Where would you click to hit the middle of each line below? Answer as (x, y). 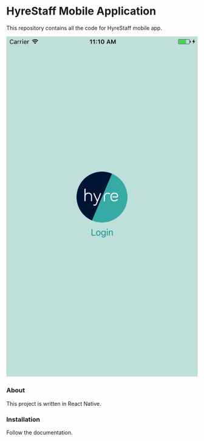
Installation (23, 419)
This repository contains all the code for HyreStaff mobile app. (84, 28)
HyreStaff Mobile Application (81, 11)
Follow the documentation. (39, 433)
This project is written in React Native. (54, 403)
